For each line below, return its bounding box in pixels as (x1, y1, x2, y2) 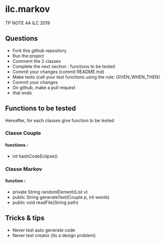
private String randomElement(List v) (12, 189, 88, 195)
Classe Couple (5, 130, 41, 137)
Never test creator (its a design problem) (12, 232, 96, 238)
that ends (12, 89, 32, 95)
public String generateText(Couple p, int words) (12, 194, 110, 200)
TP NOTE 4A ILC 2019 (5, 20, 50, 26)
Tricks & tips (5, 214, 45, 222)
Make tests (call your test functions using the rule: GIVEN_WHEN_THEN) (12, 74, 161, 80)
